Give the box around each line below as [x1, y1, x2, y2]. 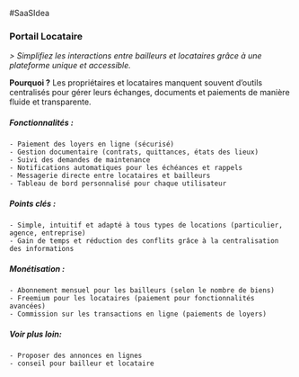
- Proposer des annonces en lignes [9, 351, 143, 361]
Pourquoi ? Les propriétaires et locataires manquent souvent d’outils [9, 77, 263, 88]
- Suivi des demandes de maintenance [9, 156, 151, 165]
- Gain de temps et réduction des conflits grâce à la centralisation [9, 237, 279, 246]
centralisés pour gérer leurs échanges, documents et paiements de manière [9, 87, 290, 98]
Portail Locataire [9, 30, 84, 42]
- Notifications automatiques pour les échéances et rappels [9, 164, 243, 173]
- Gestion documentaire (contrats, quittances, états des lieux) [9, 148, 259, 157]
